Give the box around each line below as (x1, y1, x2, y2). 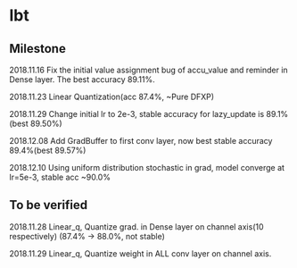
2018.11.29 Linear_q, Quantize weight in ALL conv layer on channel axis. (9, 247, 272, 259)
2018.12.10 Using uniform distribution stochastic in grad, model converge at (9, 163, 285, 172)
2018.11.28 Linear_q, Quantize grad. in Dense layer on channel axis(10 (9, 221, 265, 232)
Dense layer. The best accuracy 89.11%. (9, 74, 156, 85)
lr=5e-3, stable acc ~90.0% (9, 172, 111, 182)
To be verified (9, 197, 87, 213)
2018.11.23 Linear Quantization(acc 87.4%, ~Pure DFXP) (9, 91, 215, 102)
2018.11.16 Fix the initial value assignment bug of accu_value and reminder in (9, 64, 288, 75)
